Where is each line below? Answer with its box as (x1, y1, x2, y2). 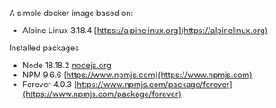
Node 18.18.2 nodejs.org (22, 60, 112, 70)
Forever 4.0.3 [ (22, 79, 77, 89)
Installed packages (9, 42, 79, 53)
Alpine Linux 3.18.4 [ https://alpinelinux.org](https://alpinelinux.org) (22, 25, 268, 35)
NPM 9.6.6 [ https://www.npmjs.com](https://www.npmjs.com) (22, 69, 253, 80)
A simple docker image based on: (9, 8, 133, 18)
